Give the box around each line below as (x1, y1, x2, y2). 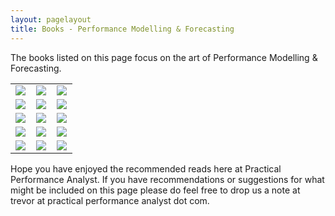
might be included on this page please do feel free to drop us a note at (10, 184, 301, 196)
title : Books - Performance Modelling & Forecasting (10, 24, 235, 34)
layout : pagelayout (10, 14, 92, 25)
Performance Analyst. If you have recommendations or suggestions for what (10, 173, 325, 185)
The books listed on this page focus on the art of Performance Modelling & (10, 51, 318, 63)
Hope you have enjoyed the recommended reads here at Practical (10, 162, 282, 175)
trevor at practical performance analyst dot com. (10, 194, 210, 206)
